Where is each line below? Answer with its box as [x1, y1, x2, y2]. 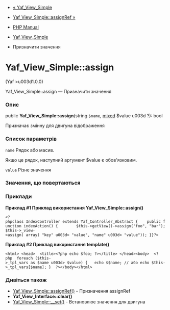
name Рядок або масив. [5, 147, 55, 153]
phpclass [5, 219, 24, 224]
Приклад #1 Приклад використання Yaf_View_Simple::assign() [5, 204, 144, 211]
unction [5, 223, 22, 228]
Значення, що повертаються [5, 179, 81, 187]
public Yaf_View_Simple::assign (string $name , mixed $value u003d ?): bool [5, 113, 163, 119]
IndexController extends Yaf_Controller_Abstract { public [26, 219, 161, 224]
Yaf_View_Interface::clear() [12, 293, 72, 300]
